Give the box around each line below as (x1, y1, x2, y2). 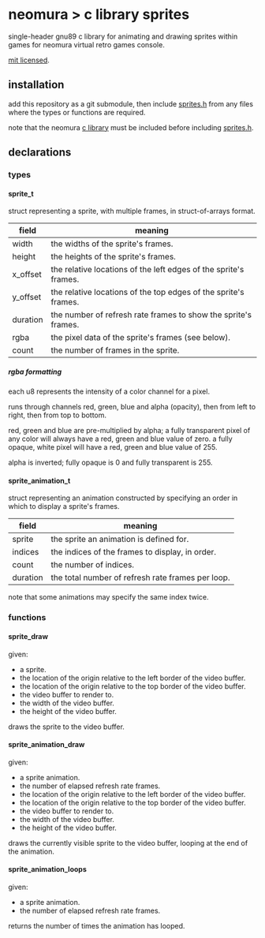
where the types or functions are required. (8, 107, 146, 117)
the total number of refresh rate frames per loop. (50, 572, 230, 583)
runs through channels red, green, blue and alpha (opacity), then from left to (8, 402, 256, 412)
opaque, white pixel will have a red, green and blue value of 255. (8, 443, 218, 452)
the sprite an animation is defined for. (50, 534, 189, 545)
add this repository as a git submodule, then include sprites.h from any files (8, 99, 254, 108)
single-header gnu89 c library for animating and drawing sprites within (8, 32, 238, 41)
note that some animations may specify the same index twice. (8, 592, 209, 602)
